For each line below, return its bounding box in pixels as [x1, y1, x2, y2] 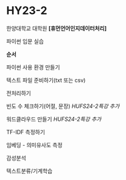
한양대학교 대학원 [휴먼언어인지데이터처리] [6, 24, 107, 32]
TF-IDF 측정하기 [6, 128, 46, 135]
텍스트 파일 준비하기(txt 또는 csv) [6, 76, 86, 84]
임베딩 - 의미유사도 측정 [6, 141, 63, 148]
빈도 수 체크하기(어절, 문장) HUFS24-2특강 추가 [6, 102, 120, 110]
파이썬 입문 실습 [6, 37, 44, 45]
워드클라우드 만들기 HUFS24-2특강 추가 [6, 115, 102, 123]
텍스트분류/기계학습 [6, 167, 53, 175]
